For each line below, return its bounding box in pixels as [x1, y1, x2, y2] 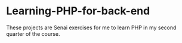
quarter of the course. [6, 30, 61, 37]
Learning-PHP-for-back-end [6, 4, 150, 18]
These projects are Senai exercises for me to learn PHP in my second [6, 24, 177, 31]
